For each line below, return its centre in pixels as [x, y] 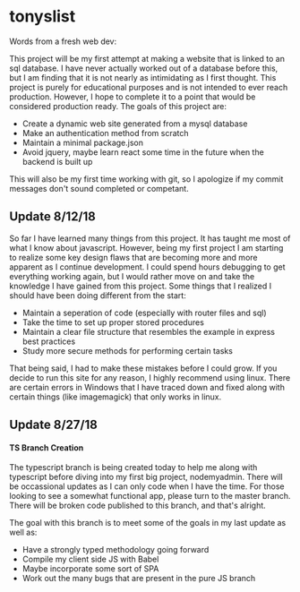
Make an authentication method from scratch [106, 133]
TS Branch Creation [47, 447]
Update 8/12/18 [52, 217]
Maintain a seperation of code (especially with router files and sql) [144, 313]
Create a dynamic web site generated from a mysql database [135, 124]
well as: [23, 532]
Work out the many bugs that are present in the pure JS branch [139, 579]
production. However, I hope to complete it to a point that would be [133, 97]
